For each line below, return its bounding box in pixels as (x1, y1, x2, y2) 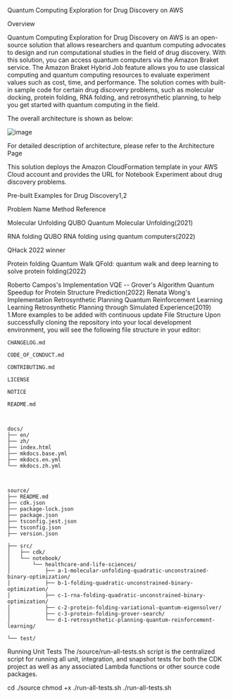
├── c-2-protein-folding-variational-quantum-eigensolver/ (44, 604, 222, 611)
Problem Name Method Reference (7, 205, 106, 213)
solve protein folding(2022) (7, 267, 87, 275)
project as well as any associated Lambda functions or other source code (7, 662, 220, 671)
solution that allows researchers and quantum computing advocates (29, 41, 227, 49)
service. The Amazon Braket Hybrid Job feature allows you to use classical (7, 63, 225, 71)
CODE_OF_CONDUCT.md (7, 351, 65, 359)
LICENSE (7, 376, 30, 383)
